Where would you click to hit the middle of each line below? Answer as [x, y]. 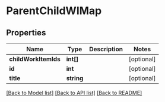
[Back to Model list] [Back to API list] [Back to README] [74, 93]
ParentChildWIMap [54, 11]
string [75, 78]
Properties [26, 33]
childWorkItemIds [35, 59]
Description [106, 49]
